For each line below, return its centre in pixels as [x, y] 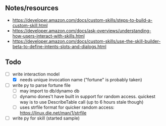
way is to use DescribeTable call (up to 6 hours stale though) [82, 102]
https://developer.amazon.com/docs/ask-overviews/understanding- [82, 31]
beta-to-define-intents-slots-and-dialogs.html [59, 46]
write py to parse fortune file [41, 85]
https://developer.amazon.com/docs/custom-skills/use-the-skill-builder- [86, 41]
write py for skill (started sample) [46, 118]
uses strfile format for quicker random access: [67, 107]
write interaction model [36, 74]
